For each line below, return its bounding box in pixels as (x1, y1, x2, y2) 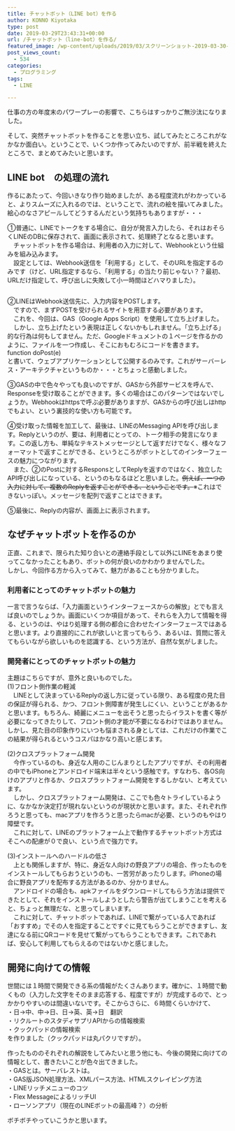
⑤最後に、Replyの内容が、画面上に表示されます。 (7, 506, 154, 514)
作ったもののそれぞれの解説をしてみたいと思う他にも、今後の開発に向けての (7, 1049, 228, 1058)
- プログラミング (13, 69, 57, 75)
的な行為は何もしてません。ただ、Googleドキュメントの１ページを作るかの (7, 332, 224, 340)
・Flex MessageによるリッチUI (7, 1093, 97, 1101)
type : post (7, 23, 39, 30)
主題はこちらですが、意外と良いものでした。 (7, 674, 136, 682)
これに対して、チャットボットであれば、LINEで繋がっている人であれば (13, 913, 216, 921)
